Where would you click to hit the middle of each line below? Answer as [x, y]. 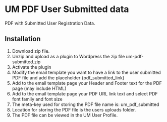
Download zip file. [31, 51]
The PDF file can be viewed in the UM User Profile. [65, 115]
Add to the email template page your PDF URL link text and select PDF [85, 93]
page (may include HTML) [39, 88]
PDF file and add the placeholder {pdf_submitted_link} [68, 78]
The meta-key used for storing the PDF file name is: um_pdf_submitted [86, 104]
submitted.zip [26, 62]
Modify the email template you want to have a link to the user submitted [86, 72]
